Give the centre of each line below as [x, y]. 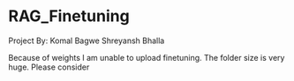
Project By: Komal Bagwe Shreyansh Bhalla [87, 40]
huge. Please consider [49, 67]
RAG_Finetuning [69, 16]
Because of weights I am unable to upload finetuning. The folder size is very [147, 57]
